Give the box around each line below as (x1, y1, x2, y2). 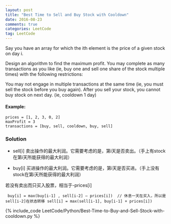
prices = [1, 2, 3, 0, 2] (5, 115, 60, 120)
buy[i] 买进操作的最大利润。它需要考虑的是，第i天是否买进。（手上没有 (12, 165, 160, 171)
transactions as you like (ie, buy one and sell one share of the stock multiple (5, 66, 165, 72)
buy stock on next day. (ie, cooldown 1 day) (5, 92, 97, 98)
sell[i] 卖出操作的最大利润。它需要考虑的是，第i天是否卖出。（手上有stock (12, 148, 166, 154)
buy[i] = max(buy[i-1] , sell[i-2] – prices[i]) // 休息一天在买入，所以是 (7, 193, 166, 199)
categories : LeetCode (5, 26, 52, 32)
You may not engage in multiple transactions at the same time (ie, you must (5, 81, 164, 87)
